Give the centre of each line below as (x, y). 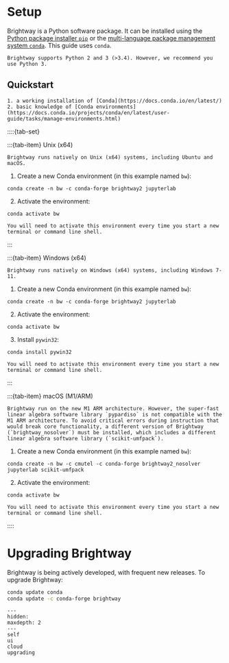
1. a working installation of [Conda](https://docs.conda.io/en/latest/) (115, 101)
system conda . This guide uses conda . (59, 45)
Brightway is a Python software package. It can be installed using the (105, 31)
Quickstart (31, 85)
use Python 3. (27, 64)
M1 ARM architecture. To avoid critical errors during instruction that (113, 421)
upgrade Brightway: (35, 579)
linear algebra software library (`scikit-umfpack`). (86, 438)
